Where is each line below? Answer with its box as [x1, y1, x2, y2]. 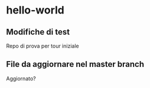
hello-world [6, 4, 65, 17]
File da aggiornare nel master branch [6, 59, 145, 69]
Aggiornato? [6, 75, 37, 82]
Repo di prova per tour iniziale [6, 42, 79, 49]
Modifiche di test [6, 27, 70, 37]
